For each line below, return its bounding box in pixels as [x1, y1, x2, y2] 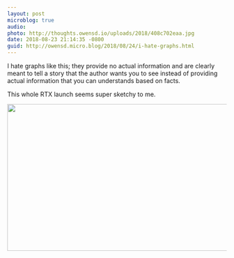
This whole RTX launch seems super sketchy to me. [7, 90, 156, 98]
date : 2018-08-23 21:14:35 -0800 [7, 36, 104, 43]
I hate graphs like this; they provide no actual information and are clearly [7, 62, 215, 70]
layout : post [7, 10, 45, 17]
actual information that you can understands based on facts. [7, 77, 181, 84]
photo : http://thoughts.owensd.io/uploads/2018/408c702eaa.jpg [7, 29, 195, 37]
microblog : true [7, 17, 54, 24]
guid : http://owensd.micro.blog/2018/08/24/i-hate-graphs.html [7, 43, 195, 50]
